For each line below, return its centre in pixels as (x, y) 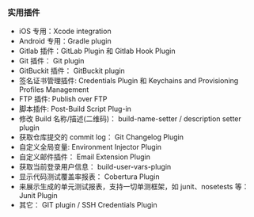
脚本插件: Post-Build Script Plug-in (75, 109)
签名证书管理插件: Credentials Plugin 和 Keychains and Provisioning (129, 81)
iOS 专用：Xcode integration (65, 31)
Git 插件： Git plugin (51, 61)
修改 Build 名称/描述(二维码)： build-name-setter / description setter (130, 119)
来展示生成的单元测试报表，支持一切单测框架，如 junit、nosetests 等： (134, 187)
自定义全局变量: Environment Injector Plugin (90, 147)
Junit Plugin (38, 196)
